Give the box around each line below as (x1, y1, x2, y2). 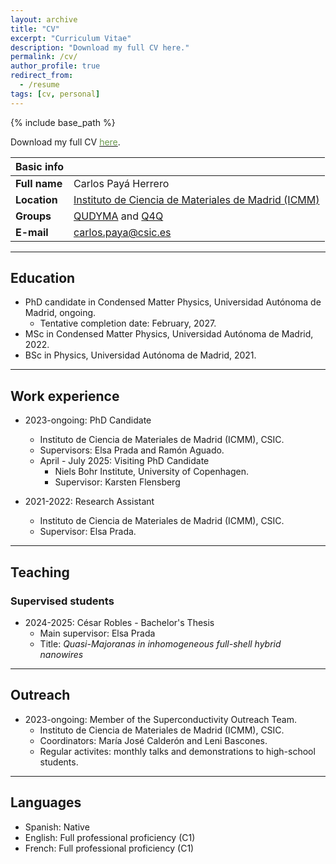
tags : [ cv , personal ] (10, 89, 101, 99)
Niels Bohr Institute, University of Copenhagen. (54, 466, 249, 478)
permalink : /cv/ (10, 52, 78, 62)
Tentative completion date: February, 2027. (39, 317, 217, 330)
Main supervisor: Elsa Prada (39, 627, 156, 639)
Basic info (15, 159, 65, 173)
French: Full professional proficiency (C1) (24, 842, 195, 854)
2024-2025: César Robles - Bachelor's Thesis (24, 616, 215, 628)
